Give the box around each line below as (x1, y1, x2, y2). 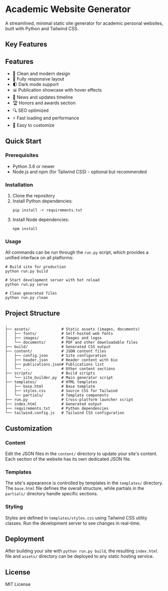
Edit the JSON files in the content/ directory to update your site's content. (5, 451, 158, 457)
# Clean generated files (5, 291, 57, 296)
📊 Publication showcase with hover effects (12, 87, 102, 93)
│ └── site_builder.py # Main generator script (5, 375, 113, 381)
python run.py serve (5, 282, 49, 287)
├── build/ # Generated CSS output (5, 344, 111, 349)
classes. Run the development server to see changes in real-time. (5, 520, 141, 526)
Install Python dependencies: (12, 198, 73, 204)
